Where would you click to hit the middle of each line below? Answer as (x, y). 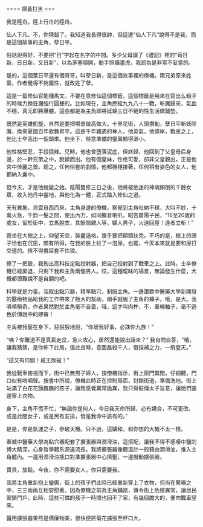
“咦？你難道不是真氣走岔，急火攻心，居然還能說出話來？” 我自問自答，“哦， (101, 340)
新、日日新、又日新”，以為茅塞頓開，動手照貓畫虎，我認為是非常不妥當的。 (100, 63)
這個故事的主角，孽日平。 (43, 42)
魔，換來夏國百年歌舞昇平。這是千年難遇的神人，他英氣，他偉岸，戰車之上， (101, 131)
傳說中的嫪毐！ (35, 314)
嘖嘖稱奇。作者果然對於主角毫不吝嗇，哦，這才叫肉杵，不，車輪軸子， (94, 306)
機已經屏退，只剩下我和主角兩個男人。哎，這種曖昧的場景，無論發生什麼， (99, 271)
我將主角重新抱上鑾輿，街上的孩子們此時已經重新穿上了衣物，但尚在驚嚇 (96, 483)
